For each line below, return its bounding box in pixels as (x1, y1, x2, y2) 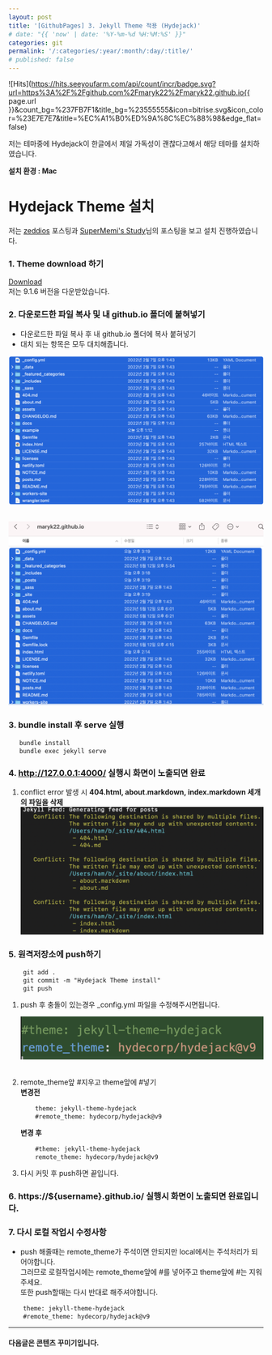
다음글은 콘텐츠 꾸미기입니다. (8, 1338, 100, 1348)
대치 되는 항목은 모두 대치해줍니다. (19, 339, 129, 348)
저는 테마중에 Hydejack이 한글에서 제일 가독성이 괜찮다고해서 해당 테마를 (8, 138, 239, 148)
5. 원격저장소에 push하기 (8, 948, 101, 960)
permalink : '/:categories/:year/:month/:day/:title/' (8, 47, 194, 56)
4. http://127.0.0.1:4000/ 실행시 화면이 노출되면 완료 (8, 767, 206, 778)
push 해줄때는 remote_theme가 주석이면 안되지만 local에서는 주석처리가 (19, 1246, 249, 1256)
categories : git (8, 39, 63, 47)
